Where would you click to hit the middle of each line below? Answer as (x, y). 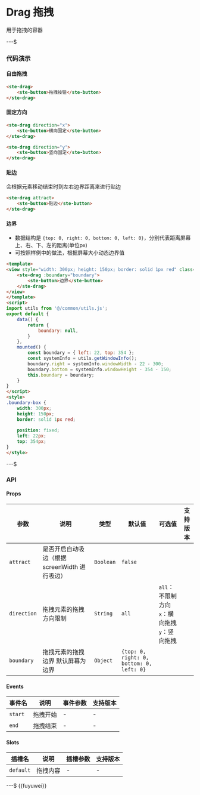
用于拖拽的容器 (24, 30)
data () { (28, 319)
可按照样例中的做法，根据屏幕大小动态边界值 (70, 253)
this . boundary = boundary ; (61, 375)
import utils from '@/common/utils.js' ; (57, 309)
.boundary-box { (26, 403)
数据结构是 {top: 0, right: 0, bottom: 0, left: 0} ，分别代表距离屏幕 (103, 238)
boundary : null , (58, 331)
